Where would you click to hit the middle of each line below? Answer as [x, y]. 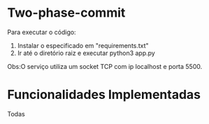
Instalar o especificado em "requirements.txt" [83, 45]
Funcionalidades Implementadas [104, 95]
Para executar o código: [42, 32]
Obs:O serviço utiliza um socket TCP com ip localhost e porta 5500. [105, 66]
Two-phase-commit [66, 13]
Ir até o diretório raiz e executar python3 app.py [86, 53]
